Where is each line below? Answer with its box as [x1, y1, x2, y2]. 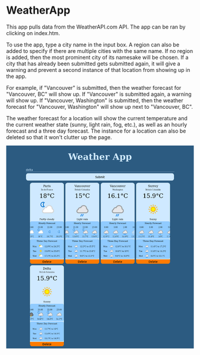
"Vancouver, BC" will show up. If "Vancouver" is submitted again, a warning [6, 90, 192, 98]
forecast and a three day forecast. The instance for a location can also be [6, 127, 186, 134]
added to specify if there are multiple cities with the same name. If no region [6, 47, 193, 54]
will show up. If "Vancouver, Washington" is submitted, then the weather [6, 96, 183, 104]
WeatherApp [6, 4, 70, 17]
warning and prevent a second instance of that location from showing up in [6, 66, 190, 73]
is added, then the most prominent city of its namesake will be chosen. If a [6, 54, 189, 61]
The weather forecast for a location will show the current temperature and [6, 114, 187, 122]
